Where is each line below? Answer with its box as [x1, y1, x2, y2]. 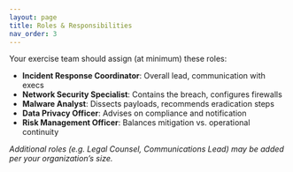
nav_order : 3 [9, 29, 58, 38]
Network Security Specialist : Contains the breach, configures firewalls [21, 89, 283, 100]
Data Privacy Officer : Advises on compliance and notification [21, 108, 247, 119]
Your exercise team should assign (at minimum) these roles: [9, 54, 227, 64]
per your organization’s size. [9, 153, 113, 164]
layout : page [9, 12, 58, 22]
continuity [21, 127, 59, 138]
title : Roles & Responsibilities [9, 21, 133, 30]
